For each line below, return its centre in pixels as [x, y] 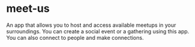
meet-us [28, 9]
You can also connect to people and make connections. [75, 37]
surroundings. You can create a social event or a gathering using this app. [98, 31]
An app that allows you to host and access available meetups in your [91, 25]
